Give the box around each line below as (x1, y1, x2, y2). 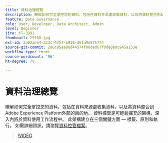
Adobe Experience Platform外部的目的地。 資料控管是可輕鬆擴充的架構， (5, 110, 155, 116)
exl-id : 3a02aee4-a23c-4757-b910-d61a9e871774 (5, 40, 104, 45)
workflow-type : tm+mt (5, 49, 50, 54)
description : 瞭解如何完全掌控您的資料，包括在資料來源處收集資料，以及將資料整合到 (5, 12, 161, 17)
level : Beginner (5, 26, 39, 31)
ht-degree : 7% (5, 59, 35, 64)
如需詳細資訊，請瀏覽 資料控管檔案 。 (14, 122, 90, 128)
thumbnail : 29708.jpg (5, 36, 50, 41)
